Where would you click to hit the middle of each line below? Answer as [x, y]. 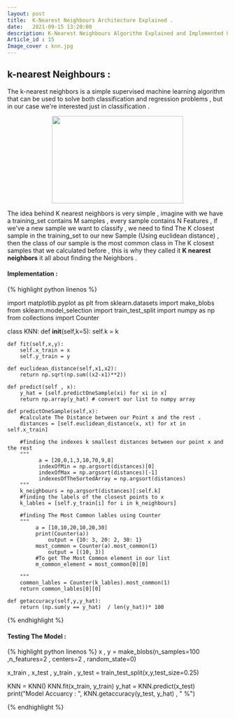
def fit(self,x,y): [36, 344]
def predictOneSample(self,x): [53, 412]
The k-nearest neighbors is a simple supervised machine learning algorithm [116, 91]
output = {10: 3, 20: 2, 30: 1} [95, 540]
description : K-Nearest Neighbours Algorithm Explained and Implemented [115, 33]
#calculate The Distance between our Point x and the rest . [111, 418]
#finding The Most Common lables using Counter [90, 516]
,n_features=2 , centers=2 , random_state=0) [72, 659]
